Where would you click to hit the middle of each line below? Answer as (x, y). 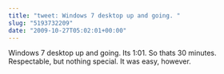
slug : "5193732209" (41, 23)
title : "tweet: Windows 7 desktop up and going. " (94, 16)
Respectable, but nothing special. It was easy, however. (100, 61)
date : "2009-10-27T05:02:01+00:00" (68, 30)
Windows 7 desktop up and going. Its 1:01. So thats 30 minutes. (113, 53)
